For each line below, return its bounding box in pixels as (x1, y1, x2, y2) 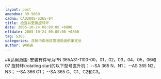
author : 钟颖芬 (5, 43, 33, 48)
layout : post (5, 7, 32, 12)
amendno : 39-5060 (5, 12, 40, 16)
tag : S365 (5, 34, 25, 39)
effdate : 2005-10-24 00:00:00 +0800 (5, 29, 79, 34)
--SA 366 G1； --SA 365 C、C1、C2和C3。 (16, 68, 103, 75)
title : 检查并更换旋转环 (5, 20, 49, 26)
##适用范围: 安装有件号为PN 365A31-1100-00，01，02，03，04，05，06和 (5, 56, 157, 63)
